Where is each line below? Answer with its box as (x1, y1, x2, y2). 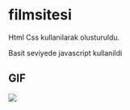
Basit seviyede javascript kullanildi (8, 48, 123, 57)
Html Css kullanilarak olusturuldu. (8, 32, 120, 42)
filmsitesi (8, 6, 73, 24)
